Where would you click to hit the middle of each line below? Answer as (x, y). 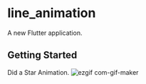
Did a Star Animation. (38, 72)
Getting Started (42, 55)
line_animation (52, 13)
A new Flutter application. (45, 33)
